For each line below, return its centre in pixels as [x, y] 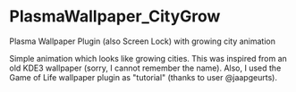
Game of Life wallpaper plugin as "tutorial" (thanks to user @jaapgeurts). [143, 77]
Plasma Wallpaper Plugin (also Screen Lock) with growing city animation [142, 41]
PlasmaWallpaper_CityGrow [115, 17]
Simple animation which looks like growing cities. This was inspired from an [148, 58]
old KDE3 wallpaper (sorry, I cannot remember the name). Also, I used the [145, 68]
